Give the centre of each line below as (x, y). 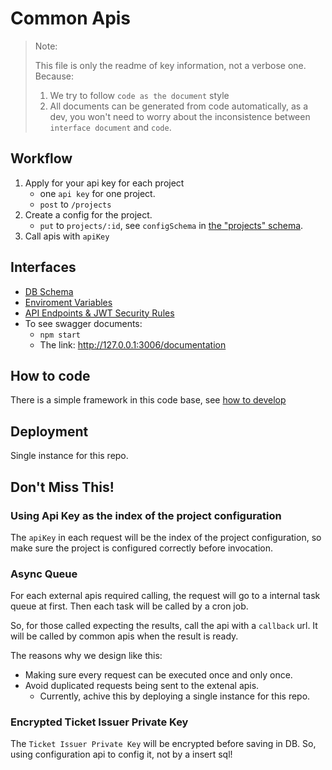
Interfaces (43, 267)
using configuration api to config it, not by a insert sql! (121, 754)
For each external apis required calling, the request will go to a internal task (165, 596)
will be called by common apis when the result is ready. (124, 636)
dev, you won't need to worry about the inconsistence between (180, 116)
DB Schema (49, 291)
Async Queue (44, 574)
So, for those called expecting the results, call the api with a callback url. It (164, 626)
